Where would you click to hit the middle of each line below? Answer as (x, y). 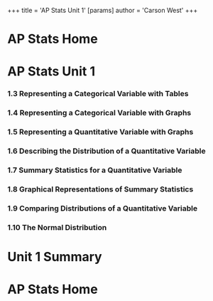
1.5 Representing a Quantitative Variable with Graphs (100, 132)
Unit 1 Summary (55, 257)
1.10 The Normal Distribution (57, 227)
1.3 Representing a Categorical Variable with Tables (98, 94)
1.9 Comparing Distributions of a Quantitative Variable (102, 208)
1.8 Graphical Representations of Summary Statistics (100, 189)
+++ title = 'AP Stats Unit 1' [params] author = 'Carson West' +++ (103, 10)
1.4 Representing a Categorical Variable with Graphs (99, 113)
